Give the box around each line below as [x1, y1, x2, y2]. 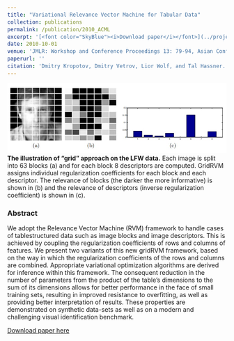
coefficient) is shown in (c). [7, 191, 86, 200]
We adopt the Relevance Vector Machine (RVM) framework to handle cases [7, 224, 224, 232]
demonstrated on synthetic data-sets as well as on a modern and [7, 306, 194, 314]
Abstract [7, 209, 38, 218]
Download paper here [7, 326, 70, 335]
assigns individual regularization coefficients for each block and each [7, 169, 207, 177]
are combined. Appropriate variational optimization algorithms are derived [7, 261, 219, 269]
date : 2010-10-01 [7, 40, 58, 48]
